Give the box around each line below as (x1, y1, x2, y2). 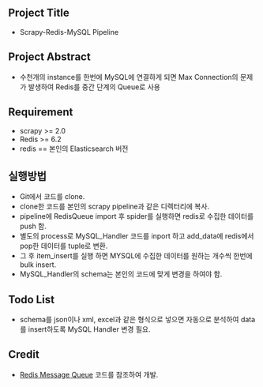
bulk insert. (19, 260, 57, 269)
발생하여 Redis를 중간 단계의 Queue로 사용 (28, 82, 160, 92)
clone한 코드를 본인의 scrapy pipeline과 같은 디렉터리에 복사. (19, 201, 210, 212)
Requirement (8, 106, 73, 119)
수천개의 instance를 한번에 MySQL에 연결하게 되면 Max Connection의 (19, 72, 239, 81)
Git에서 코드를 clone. (19, 192, 85, 201)
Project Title (8, 6, 70, 20)
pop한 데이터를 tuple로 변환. (19, 241, 108, 251)
